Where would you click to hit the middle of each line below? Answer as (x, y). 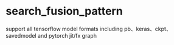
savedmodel (21, 35)
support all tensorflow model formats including (64, 29)
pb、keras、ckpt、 (148, 29)
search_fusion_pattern (64, 11)
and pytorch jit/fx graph (67, 35)
